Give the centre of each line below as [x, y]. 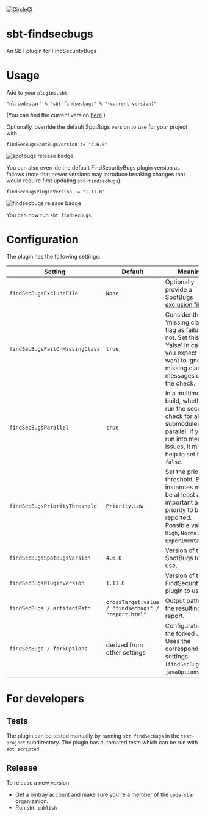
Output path [182, 600]
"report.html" [126, 614]
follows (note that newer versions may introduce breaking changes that [96, 174]
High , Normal [182, 533]
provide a [178, 289]
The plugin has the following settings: [53, 256]
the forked [180, 633]
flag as [175, 329]
